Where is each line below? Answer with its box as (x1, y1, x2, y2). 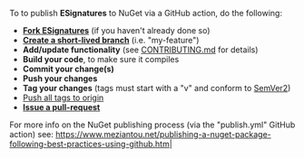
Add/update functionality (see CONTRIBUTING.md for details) (22, 44, 259, 55)
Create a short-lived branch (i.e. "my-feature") (22, 35, 200, 45)
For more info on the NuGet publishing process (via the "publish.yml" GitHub (9, 119, 296, 130)
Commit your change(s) (22, 63, 115, 74)
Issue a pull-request (22, 102, 101, 112)
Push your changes (22, 73, 98, 84)
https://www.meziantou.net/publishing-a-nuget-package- (55, 129, 272, 139)
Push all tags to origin (22, 92, 104, 103)
